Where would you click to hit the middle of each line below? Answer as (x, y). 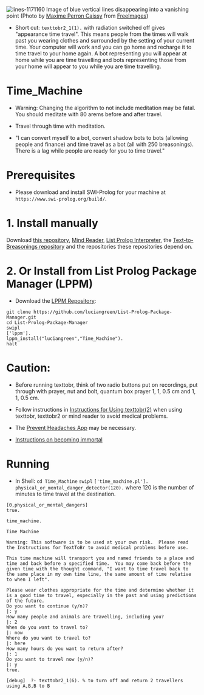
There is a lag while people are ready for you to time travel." (90, 150)
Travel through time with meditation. (60, 126)
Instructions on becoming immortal (59, 439)
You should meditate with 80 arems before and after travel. (89, 114)
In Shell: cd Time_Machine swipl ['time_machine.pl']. (82, 481)
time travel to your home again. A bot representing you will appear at (101, 54)
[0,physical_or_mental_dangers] (47, 505)
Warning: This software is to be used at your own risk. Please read (97, 542)
